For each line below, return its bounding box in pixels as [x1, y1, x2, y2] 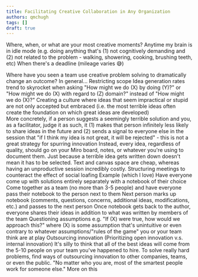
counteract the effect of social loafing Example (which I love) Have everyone [6, 172, 193, 179]
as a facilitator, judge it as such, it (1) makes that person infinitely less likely [6, 121, 189, 128]
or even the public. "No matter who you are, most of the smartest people [6, 259, 183, 266]
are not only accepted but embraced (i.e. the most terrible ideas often [6, 103, 176, 110]
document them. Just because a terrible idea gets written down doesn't [6, 153, 181, 160]
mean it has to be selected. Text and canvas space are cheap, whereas [6, 159, 180, 166]
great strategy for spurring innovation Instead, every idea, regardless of [6, 140, 181, 147]
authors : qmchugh [6, 14, 49, 20]
